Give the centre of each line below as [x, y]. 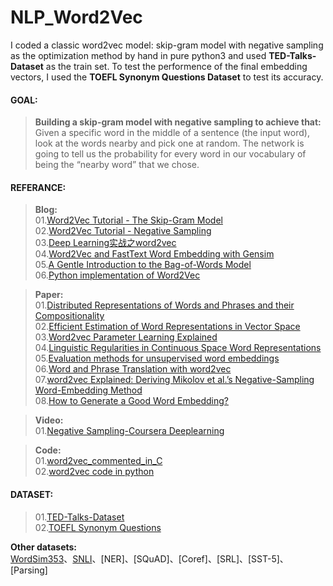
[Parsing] [29, 570]
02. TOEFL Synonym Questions [98, 527]
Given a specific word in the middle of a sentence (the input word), [172, 133]
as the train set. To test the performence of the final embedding [176, 66]
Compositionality [69, 316]
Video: [49, 420]
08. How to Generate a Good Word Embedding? [131, 401]
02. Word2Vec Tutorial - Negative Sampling [123, 231]
